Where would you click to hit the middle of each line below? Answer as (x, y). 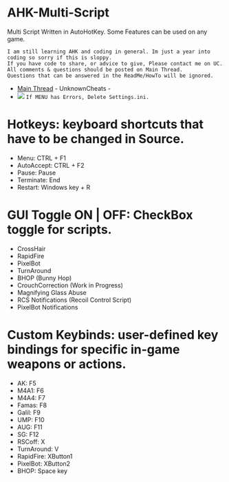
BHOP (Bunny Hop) (44, 278)
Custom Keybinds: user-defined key (113, 335)
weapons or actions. (67, 364)
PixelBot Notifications (47, 307)
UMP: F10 (31, 419)
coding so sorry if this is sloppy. (59, 57)
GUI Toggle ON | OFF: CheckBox (100, 215)
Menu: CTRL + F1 (42, 158)
